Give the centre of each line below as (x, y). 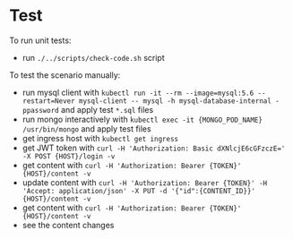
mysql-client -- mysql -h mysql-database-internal (175, 101)
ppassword (41, 110)
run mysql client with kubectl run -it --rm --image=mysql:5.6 (138, 92)
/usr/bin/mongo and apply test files (86, 128)
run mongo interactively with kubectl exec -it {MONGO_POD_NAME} (142, 119)
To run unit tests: (40, 40)
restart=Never (48, 101)
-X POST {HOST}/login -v (69, 156)
